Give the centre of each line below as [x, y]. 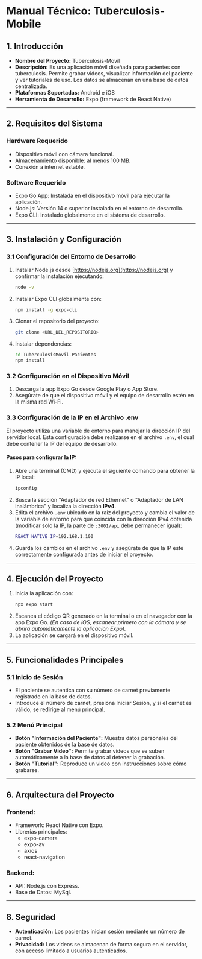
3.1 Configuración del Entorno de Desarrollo [71, 256]
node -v [24, 287]
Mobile [24, 24]
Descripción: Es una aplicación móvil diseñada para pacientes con [98, 67]
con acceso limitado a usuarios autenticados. [71, 951]
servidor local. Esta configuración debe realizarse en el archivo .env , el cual [100, 437]
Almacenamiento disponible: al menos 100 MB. [73, 160]
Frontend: [21, 812]
